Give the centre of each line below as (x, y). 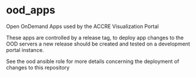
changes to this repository (38, 67)
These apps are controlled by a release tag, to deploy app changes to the (95, 37)
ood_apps (31, 10)
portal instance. (25, 50)
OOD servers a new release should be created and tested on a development (98, 44)
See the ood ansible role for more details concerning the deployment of (93, 61)
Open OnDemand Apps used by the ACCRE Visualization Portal (82, 26)
